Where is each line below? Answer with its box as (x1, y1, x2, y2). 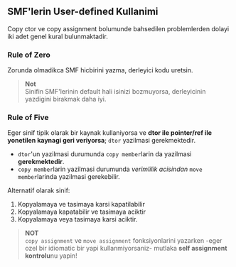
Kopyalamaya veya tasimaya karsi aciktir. (17, 215, 138, 224)
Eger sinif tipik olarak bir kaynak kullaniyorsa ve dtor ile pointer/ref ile (7, 129, 212, 137)
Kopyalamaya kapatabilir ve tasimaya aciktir (17, 207, 146, 216)
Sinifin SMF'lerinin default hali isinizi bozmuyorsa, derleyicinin (24, 87, 206, 96)
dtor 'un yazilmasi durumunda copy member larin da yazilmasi (17, 150, 192, 158)
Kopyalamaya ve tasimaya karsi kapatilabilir (17, 200, 146, 209)
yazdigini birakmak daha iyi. (24, 95, 107, 104)
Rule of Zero (7, 50, 51, 60)
